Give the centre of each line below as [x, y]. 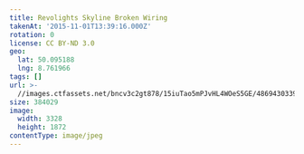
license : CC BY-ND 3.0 [52, 43]
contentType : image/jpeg [56, 136]
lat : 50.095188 [46, 60]
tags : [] [26, 77]
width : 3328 [40, 119]
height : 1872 [42, 128]
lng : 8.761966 [44, 69]
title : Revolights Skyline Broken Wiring [89, 18]
